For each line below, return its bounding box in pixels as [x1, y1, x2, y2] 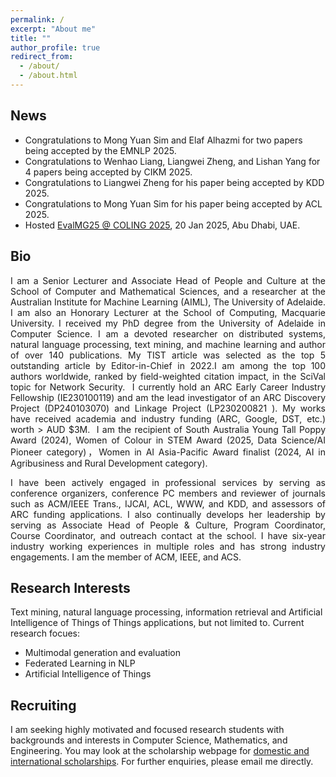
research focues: [10, 627, 81, 640]
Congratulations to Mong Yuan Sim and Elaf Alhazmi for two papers [24, 134, 303, 146]
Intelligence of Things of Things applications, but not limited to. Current [10, 617, 305, 629]
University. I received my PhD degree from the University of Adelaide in [10, 317, 326, 329]
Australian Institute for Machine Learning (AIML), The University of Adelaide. [10, 296, 326, 308]
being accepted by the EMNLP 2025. [24, 144, 177, 156]
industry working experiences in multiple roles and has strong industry [10, 540, 326, 552]
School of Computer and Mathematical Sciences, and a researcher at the [10, 285, 326, 297]
